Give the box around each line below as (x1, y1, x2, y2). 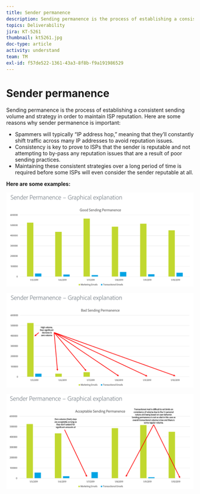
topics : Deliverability (6, 22, 65, 28)
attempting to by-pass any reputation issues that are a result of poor (14, 149, 183, 157)
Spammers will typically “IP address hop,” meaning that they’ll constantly (14, 130, 194, 137)
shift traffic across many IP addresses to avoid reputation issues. (14, 137, 174, 144)
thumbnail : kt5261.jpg (6, 35, 62, 41)
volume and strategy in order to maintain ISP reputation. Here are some (6, 112, 181, 119)
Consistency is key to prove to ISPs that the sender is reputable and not (14, 143, 190, 151)
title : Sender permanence (6, 10, 70, 16)
